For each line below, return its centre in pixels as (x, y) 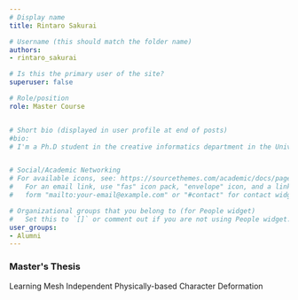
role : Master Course (47, 106)
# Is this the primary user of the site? (87, 74)
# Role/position (39, 98)
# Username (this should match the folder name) (101, 42)
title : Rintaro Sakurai (53, 26)
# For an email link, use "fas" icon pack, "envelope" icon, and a (141, 187)
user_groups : (33, 227)
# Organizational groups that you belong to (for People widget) (132, 211)
